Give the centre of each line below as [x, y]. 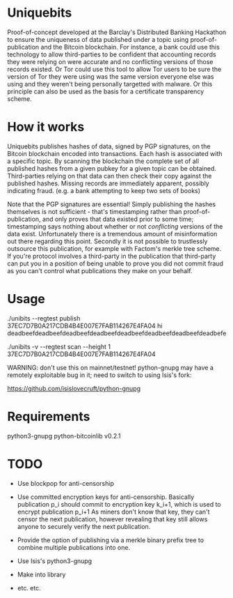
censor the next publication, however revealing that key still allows [112, 519]
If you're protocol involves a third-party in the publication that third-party [112, 256]
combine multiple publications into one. [74, 547]
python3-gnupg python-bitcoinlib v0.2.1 [64, 436]
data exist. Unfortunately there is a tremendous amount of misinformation [112, 233]
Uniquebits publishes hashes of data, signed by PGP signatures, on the [109, 146]
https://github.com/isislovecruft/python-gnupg [74, 388]
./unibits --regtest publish [44, 318]
